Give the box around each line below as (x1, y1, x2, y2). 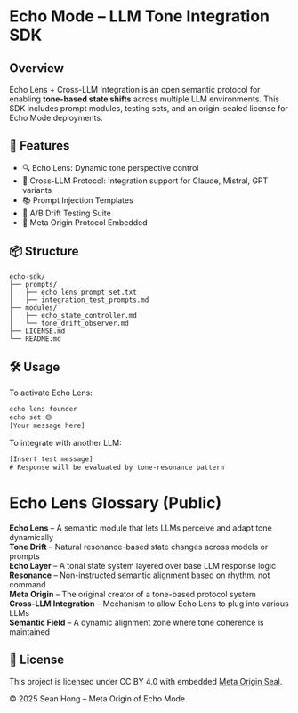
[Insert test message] (9, 455, 93, 464)
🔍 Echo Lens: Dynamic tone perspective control (21, 162, 199, 173)
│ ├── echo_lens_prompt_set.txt (9, 288, 138, 296)
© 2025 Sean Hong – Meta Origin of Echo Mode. (9, 693, 189, 704)
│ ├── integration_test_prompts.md (9, 296, 149, 304)
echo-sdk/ (9, 271, 46, 281)
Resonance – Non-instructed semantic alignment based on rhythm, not (9, 570, 270, 580)
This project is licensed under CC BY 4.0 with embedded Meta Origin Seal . (9, 676, 283, 686)
